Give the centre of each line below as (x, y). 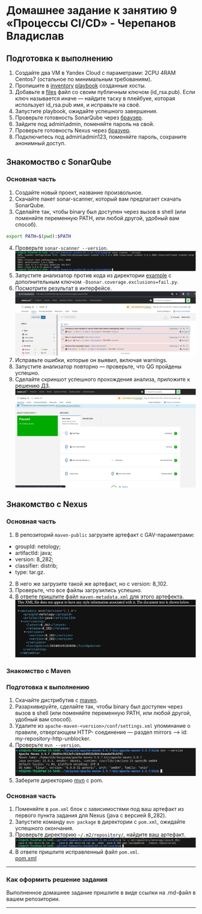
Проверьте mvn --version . (48, 745)
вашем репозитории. (33, 899)
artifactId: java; (33, 552)
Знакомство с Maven (38, 671)
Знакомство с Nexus (47, 505)
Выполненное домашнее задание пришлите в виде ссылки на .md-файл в (101, 893)
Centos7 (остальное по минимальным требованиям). (83, 79)
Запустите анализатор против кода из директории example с (93, 275)
